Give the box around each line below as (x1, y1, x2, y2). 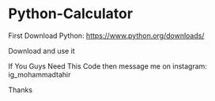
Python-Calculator (8, 5, 133, 23)
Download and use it (8, 46, 75, 55)
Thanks (8, 84, 33, 95)
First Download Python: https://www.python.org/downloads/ (8, 31, 205, 40)
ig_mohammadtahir (8, 69, 71, 79)
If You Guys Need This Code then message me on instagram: (8, 61, 208, 71)
